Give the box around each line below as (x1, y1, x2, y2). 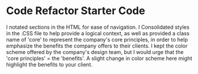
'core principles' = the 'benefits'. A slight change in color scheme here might (6, 55, 193, 62)
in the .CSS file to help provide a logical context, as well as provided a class (6, 29, 190, 36)
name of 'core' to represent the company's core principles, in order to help (6, 36, 188, 43)
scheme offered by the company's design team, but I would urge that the (6, 48, 184, 55)
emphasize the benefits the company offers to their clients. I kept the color (6, 42, 188, 49)
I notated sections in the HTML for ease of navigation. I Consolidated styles (6, 23, 190, 31)
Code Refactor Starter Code (6, 4, 145, 18)
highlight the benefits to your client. (6, 60, 93, 68)
